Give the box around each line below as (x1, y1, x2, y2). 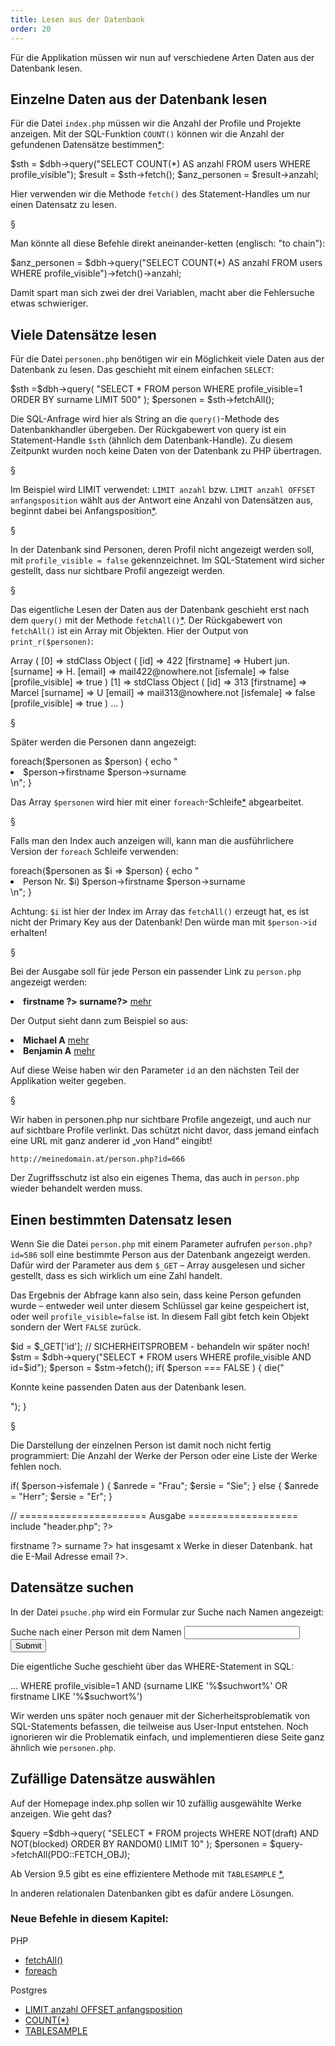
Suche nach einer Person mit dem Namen (10, 1626, 182, 1638)
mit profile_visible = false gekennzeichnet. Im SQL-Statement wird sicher (10, 554, 325, 566)
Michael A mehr (23, 1034, 90, 1046)
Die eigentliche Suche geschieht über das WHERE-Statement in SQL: (10, 1660, 295, 1672)
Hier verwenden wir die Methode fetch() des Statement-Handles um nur (10, 188, 311, 200)
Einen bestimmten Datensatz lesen (10, 1211, 232, 1228)
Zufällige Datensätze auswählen (10, 1771, 216, 1788)
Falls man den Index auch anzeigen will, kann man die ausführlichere (10, 835, 294, 847)
